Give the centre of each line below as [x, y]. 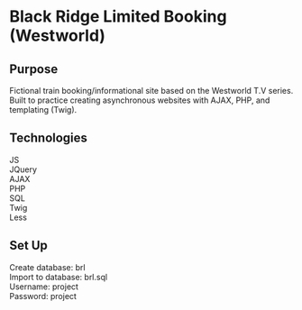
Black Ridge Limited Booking [118, 17]
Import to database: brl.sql [59, 277]
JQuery [23, 169]
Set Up [28, 246]
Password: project [43, 296]
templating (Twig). [43, 109]
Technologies [49, 138]
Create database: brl [47, 267]
